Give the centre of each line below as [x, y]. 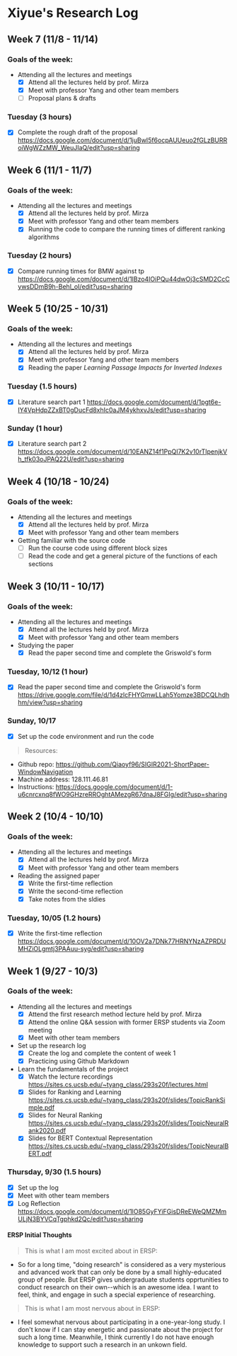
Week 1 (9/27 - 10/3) [53, 971]
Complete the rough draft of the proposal [77, 132]
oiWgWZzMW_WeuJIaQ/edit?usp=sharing [79, 148]
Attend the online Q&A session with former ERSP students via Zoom [127, 1022]
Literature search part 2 [52, 444]
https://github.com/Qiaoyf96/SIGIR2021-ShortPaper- [133, 764]
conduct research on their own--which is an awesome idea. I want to [118, 1287]
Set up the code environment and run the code [86, 736]
